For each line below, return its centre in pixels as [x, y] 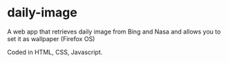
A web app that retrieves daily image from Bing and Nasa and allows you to [114, 32]
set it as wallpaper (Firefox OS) [51, 38]
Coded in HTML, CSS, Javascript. [55, 52]
